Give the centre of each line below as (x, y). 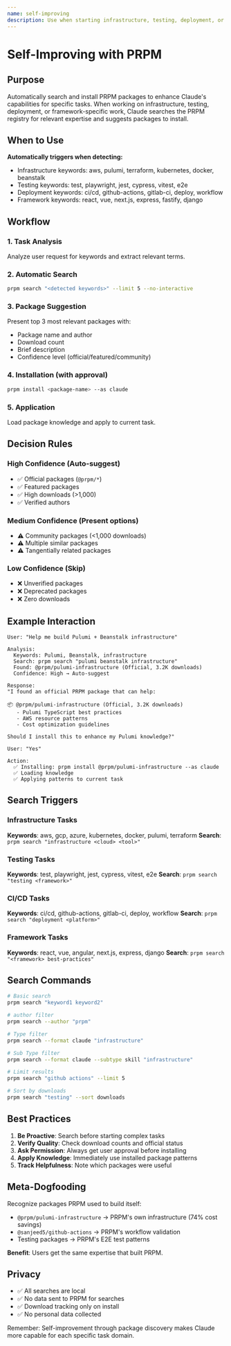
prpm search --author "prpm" (49, 1022)
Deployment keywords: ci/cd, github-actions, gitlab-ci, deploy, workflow (120, 193)
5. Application (31, 407)
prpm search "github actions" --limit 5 (66, 1079)
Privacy (24, 1274)
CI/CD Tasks (28, 898)
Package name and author (55, 335)
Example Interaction (51, 621)
